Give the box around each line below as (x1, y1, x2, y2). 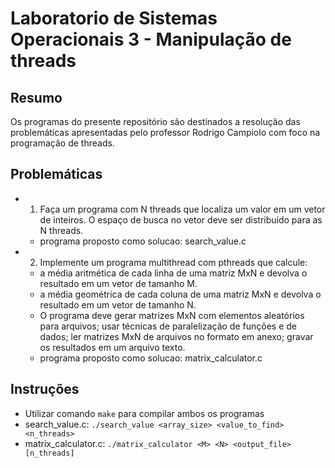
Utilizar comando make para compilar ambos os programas (24, 407, 265, 419)
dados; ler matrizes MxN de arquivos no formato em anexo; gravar (39, 330, 314, 342)
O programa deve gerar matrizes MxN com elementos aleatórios (39, 309, 305, 321)
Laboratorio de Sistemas (10, 7, 218, 30)
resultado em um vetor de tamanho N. (39, 298, 197, 311)
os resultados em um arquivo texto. (39, 341, 186, 353)
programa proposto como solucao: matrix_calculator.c (39, 352, 263, 364)
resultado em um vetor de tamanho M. (39, 277, 198, 289)
